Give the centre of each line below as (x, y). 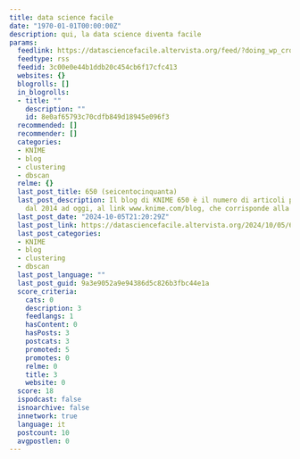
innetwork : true (47, 416)
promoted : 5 (47, 349)
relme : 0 (42, 366)
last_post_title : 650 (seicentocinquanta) (97, 192)
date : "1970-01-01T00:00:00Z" (66, 26)
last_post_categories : (59, 233)
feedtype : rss (43, 59)
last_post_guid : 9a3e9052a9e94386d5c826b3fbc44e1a (113, 283)
